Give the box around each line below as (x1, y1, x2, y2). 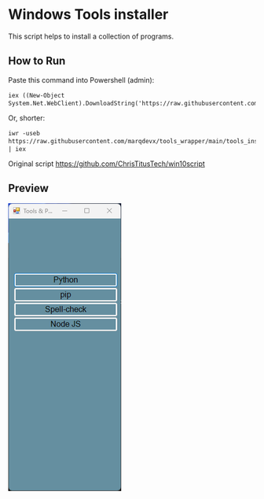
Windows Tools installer (8, 6, 169, 24)
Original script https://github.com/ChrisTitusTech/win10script (8, 159, 206, 168)
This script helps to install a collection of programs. (8, 31, 174, 41)
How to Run (8, 54, 66, 68)
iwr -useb (8, 129, 41, 137)
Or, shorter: (8, 113, 46, 123)
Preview (8, 182, 49, 195)
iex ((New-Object (8, 91, 65, 99)
